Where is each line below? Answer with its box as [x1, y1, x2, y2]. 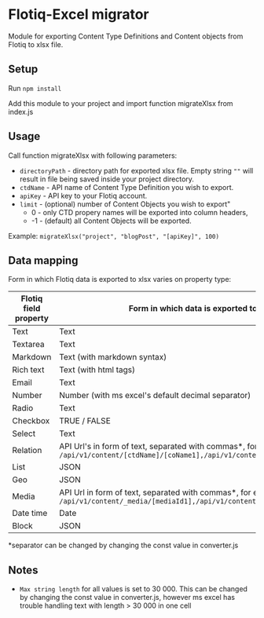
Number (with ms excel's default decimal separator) [58, 390, 251, 401]
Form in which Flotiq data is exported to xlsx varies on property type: [8, 275, 232, 284]
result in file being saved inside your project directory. [19, 174, 195, 184]
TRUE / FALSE [58, 415, 112, 426]
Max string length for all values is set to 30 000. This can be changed [19, 584, 247, 594]
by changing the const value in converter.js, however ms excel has [19, 593, 236, 602]
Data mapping [8, 254, 79, 267]
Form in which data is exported [128, 303, 248, 314]
